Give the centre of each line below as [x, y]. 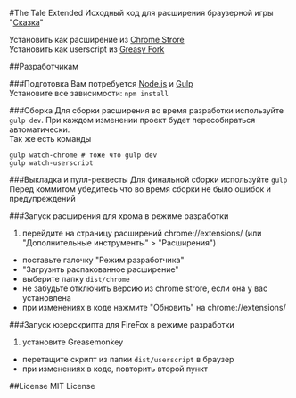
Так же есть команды [50, 139]
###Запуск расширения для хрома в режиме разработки [119, 216]
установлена [46, 298]
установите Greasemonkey [73, 342]
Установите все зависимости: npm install [89, 93]
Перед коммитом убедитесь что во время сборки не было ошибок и [140, 189]
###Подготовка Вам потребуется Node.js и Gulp [101, 83]
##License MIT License [52, 386]
